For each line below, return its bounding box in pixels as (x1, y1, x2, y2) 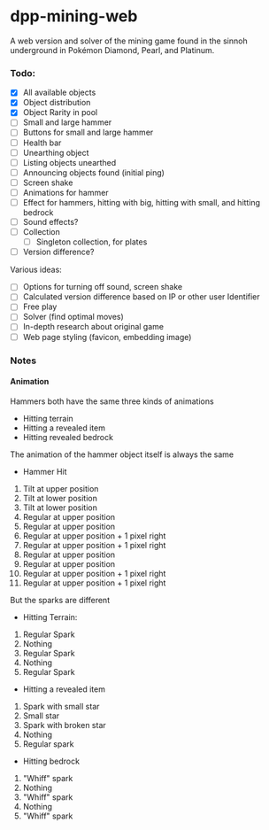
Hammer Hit (22, 466, 67, 477)
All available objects (22, 87, 96, 98)
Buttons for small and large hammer (22, 127, 154, 138)
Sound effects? (22, 216, 79, 227)
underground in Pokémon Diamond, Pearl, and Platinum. (10, 44, 215, 55)
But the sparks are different (10, 594, 110, 605)
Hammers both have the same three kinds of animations (10, 396, 215, 407)
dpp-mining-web (10, 6, 138, 27)
